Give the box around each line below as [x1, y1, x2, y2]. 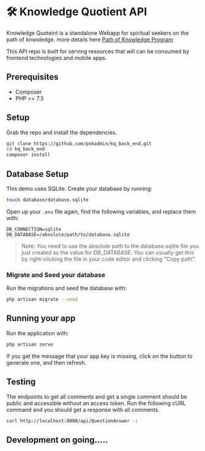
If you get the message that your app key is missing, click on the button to [6, 352, 193, 360]
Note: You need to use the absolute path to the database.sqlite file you [21, 242, 199, 250]
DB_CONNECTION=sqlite [6, 226, 62, 233]
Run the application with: [6, 329, 69, 337]
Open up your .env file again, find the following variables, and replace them [6, 207, 196, 215]
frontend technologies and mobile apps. [6, 54, 107, 61]
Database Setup [6, 169, 69, 179]
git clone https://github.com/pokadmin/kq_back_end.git [6, 140, 152, 147]
